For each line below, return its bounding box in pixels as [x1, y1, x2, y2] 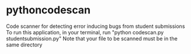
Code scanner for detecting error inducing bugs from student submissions [6, 23, 185, 30]
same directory [6, 41, 43, 48]
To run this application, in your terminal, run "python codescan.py [6, 28, 164, 35]
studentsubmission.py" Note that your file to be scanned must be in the [6, 35, 178, 42]
